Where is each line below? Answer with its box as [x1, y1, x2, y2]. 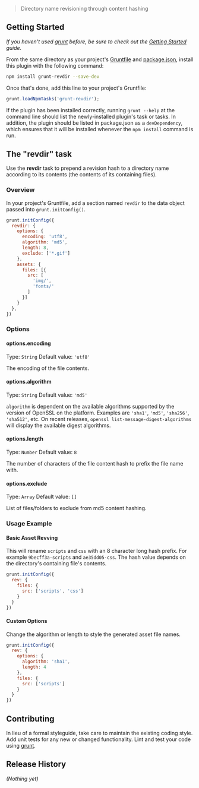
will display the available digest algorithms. [6, 422, 111, 429]
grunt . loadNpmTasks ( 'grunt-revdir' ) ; [6, 96, 100, 102]
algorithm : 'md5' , [21, 239, 68, 245]
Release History [6, 759, 67, 770]
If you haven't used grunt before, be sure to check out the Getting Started [6, 38, 187, 45]
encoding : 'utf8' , [21, 234, 68, 240]
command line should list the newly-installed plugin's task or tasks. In [6, 113, 176, 120]
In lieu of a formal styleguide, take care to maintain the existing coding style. [6, 730, 193, 737]
